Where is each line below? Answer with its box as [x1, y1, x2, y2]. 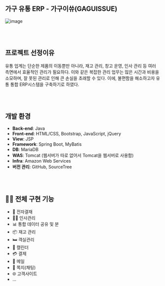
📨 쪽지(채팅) [12, 265, 36, 271]
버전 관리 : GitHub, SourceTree [12, 164, 72, 170]
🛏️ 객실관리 [12, 237, 35, 243]
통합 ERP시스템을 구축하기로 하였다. [10, 81, 80, 87]
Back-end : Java [12, 125, 45, 131]
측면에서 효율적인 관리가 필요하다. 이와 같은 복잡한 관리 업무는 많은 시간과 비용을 [5, 69, 160, 75]
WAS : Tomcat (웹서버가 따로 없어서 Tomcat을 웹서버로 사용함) [12, 153, 134, 159]
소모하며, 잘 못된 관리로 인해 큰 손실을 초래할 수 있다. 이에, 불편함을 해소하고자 [5, 75, 155, 81]
